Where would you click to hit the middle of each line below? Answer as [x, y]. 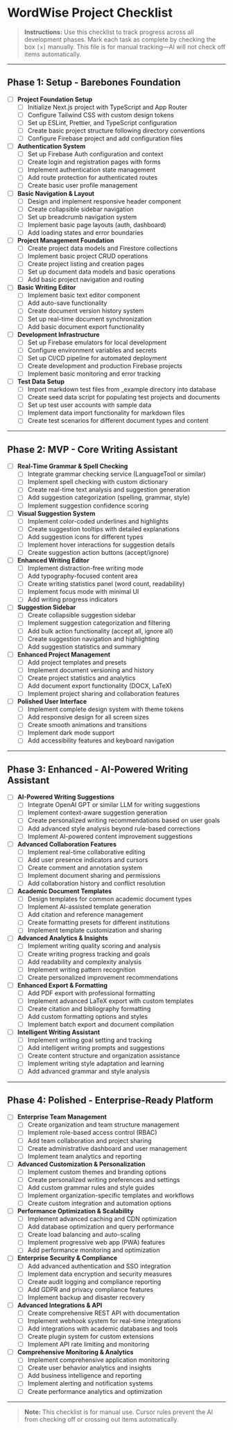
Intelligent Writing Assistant [59, 1032]
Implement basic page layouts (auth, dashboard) [97, 224]
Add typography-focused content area [83, 576]
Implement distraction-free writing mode [85, 568]
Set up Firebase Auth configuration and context [95, 154]
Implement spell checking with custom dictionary [98, 482]
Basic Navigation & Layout [56, 193]
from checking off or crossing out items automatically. [101, 1419]
